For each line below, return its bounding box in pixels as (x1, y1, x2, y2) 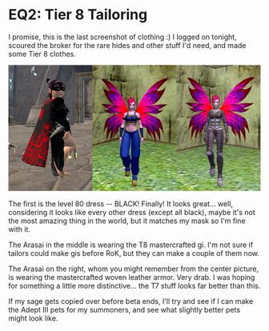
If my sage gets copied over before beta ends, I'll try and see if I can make (8, 296, 254, 305)
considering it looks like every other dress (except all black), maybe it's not (8, 207, 255, 217)
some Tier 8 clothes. (8, 49, 76, 58)
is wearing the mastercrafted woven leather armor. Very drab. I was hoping (8, 272, 255, 281)
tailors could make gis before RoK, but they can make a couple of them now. (8, 248, 260, 257)
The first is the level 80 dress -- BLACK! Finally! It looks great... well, (8, 198, 234, 209)
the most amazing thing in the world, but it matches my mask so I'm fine (8, 216, 246, 225)
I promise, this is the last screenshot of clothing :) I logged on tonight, (8, 32, 238, 42)
